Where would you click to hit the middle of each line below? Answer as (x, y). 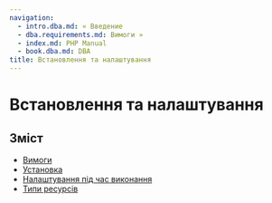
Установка (42, 169)
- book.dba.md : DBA (54, 52)
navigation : (32, 18)
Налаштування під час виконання (87, 179)
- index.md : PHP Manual (62, 43)
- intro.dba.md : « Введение (70, 26)
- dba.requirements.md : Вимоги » (80, 34)
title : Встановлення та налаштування (80, 60)
